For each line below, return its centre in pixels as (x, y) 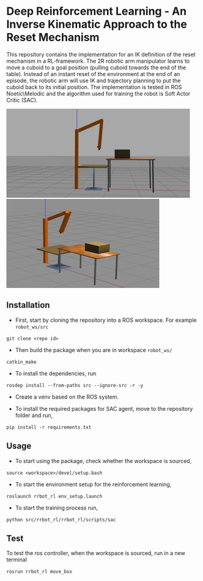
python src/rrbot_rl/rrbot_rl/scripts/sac (61, 520)
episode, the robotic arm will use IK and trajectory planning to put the (94, 80)
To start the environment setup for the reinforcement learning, (93, 484)
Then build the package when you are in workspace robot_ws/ (94, 350)
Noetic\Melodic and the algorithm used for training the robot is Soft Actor (98, 93)
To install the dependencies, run (56, 373)
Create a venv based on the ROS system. (67, 397)
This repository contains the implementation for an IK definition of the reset (101, 54)
